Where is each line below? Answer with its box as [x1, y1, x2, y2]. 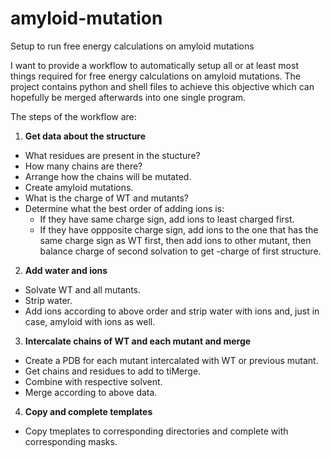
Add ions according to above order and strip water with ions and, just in [24, 305, 320, 317]
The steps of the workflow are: [10, 110, 137, 122]
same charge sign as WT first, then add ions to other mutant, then [39, 234, 312, 246]
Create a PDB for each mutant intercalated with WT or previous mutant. [24, 354, 319, 366]
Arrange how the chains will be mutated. [24, 170, 192, 182]
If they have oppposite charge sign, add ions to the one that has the [39, 223, 319, 236]
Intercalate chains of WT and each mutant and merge [24, 335, 252, 347]
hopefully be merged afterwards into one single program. [10, 91, 247, 103]
